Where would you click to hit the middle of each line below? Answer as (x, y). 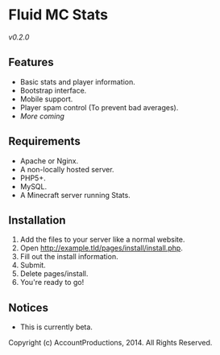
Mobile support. (46, 99)
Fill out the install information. (69, 257)
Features (31, 62)
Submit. (33, 265)
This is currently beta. (56, 327)
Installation (37, 220)
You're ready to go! (52, 283)
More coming (42, 116)
